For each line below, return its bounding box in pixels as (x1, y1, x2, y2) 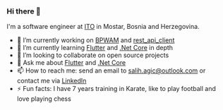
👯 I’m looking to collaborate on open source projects (16, 51, 169, 59)
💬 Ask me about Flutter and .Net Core (16, 59, 126, 67)
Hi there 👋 (6, 6, 42, 16)
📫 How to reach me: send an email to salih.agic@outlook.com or (16, 66, 206, 75)
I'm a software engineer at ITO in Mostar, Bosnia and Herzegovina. (6, 23, 200, 31)
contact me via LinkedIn (16, 77, 87, 85)
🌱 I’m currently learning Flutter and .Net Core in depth (16, 44, 174, 52)
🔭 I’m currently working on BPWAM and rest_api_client (16, 36, 175, 44)
